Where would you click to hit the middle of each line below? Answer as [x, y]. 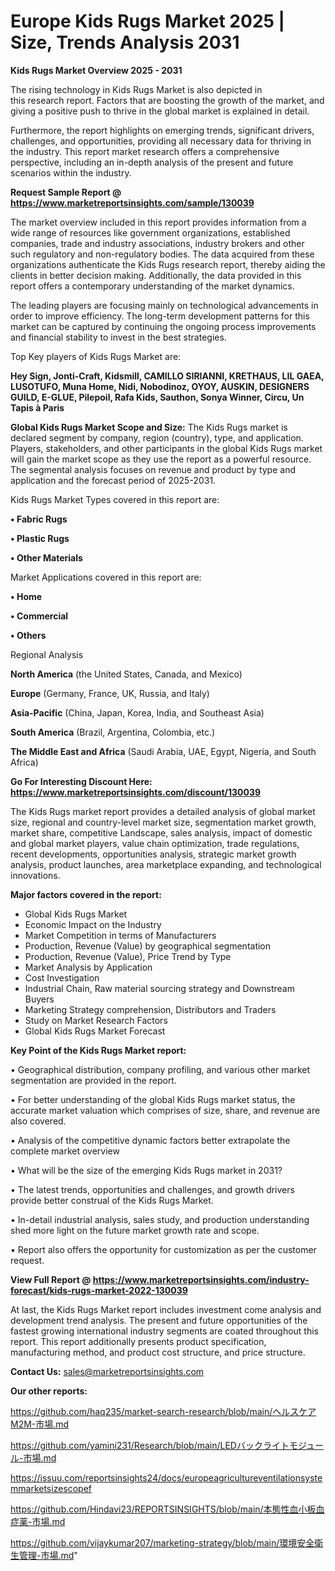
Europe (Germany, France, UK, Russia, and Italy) [110, 693]
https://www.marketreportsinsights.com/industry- [201, 1279]
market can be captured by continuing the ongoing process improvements [163, 326]
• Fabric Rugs [39, 519]
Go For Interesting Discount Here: [81, 781]
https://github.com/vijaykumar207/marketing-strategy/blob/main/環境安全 [162, 1542]
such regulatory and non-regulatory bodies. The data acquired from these [162, 254]
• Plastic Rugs [40, 538]
